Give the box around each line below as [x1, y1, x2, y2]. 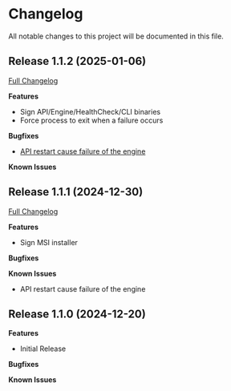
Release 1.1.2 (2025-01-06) [8, 54, 147, 68]
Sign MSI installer [19, 237, 79, 247]
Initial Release [19, 344, 67, 353]
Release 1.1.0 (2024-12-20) [8, 307, 146, 320]
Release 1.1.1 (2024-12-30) [8, 185, 144, 199]
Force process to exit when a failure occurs [19, 115, 164, 125]
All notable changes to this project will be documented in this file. [8, 31, 225, 41]
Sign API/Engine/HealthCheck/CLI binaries [19, 107, 161, 116]
